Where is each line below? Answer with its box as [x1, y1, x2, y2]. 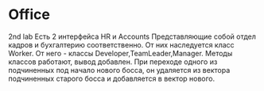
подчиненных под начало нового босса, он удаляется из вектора [8, 65, 231, 74]
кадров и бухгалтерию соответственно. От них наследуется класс [8, 40, 235, 49]
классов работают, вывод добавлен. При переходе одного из [8, 57, 218, 66]
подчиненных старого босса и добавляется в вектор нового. [8, 74, 215, 83]
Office [8, 6, 50, 24]
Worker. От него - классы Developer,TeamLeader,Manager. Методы [8, 48, 233, 58]
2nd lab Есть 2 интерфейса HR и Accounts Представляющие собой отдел [8, 32, 257, 41]
